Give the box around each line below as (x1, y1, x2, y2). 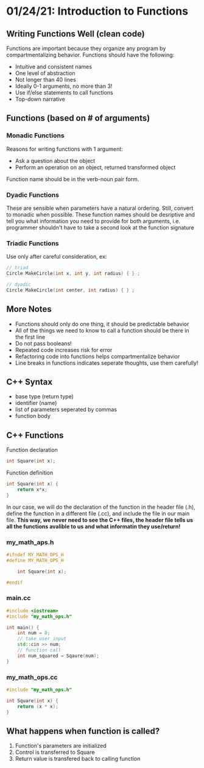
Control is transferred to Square (15, 748, 95, 756)
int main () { (6, 624, 40, 631)
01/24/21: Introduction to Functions (6, 4, 189, 18)
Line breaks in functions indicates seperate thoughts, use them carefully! (15, 359, 199, 367)
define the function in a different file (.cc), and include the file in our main (6, 509, 190, 517)
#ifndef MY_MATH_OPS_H (6, 552, 64, 558)
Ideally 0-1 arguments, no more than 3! (15, 82, 113, 90)
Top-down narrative (15, 96, 66, 102)
